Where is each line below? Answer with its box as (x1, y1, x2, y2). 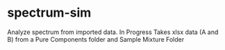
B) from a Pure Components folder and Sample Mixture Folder (7, 35, 185, 43)
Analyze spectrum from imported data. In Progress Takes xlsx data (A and (7, 28, 219, 36)
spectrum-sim (7, 5, 92, 21)
